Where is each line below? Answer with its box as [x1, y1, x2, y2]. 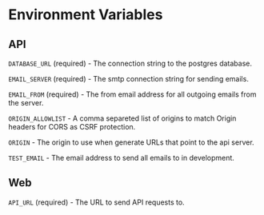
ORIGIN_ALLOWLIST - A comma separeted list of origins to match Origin [8, 113, 237, 123]
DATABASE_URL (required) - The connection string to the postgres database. [8, 58, 252, 68]
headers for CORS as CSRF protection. [8, 122, 136, 131]
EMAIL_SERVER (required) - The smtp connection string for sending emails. [8, 74, 250, 83]
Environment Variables [8, 6, 163, 24]
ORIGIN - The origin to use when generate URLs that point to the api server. [8, 137, 254, 147]
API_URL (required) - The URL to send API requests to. [8, 197, 186, 207]
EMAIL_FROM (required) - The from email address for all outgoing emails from [8, 90, 257, 99]
